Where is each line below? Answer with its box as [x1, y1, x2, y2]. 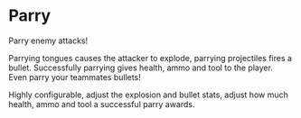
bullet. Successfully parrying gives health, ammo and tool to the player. [8, 62, 273, 73]
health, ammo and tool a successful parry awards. [8, 98, 195, 109]
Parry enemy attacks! [8, 35, 89, 46]
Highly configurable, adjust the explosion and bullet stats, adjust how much [8, 89, 288, 100]
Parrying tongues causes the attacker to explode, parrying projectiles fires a [8, 52, 293, 63]
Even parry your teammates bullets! [8, 71, 141, 82]
